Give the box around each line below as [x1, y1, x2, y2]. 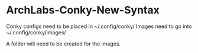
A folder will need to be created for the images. [6, 40, 121, 47]
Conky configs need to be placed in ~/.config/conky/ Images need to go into [6, 23, 192, 30]
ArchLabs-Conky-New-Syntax [6, 3, 160, 17]
